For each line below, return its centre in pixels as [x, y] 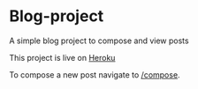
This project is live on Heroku [62, 57]
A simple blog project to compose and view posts [99, 41]
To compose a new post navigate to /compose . [95, 74]
